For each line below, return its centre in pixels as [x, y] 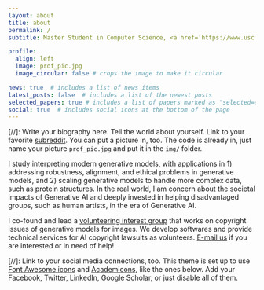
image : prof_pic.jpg [49, 66]
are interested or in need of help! [61, 246]
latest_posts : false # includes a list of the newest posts [110, 95]
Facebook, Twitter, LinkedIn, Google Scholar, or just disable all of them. [123, 278]
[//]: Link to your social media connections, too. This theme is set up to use [129, 261]
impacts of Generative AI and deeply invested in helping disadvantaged [124, 197]
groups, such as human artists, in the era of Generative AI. [103, 206]
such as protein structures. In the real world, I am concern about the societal [132, 189]
